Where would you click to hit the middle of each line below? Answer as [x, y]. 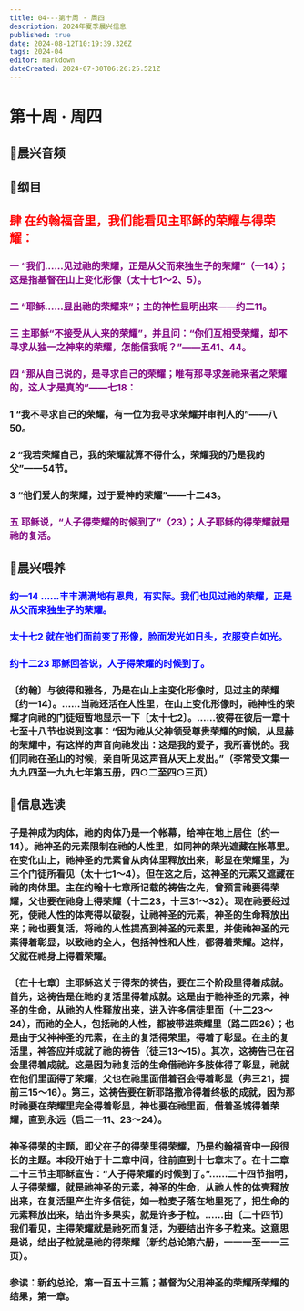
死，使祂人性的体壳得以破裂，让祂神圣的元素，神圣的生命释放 [145, 915]
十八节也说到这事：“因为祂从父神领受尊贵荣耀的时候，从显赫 [161, 731]
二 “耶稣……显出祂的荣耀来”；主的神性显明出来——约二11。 [141, 307]
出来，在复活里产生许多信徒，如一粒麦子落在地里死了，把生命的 [149, 1201]
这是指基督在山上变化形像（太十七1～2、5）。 [108, 280]
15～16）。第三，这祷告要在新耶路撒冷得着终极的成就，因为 [157, 1092]
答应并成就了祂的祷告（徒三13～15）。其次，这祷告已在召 [171, 1051]
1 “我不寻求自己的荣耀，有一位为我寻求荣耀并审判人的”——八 [143, 414]
